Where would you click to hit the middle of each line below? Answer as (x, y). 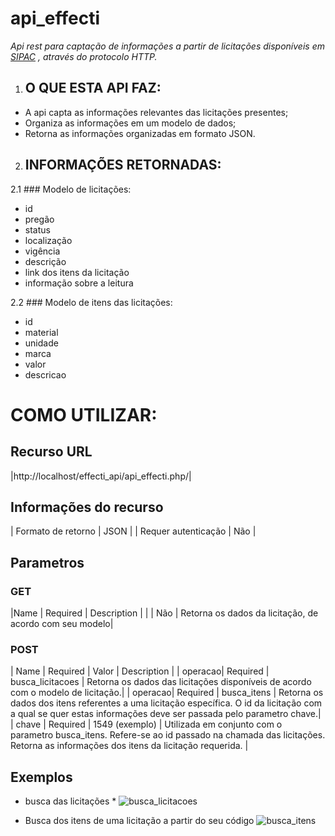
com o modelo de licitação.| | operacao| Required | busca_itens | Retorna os (167, 693)
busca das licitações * (70, 801)
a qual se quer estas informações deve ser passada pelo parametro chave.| (166, 714)
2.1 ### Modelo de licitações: (71, 189)
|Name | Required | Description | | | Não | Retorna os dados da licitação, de (164, 613)
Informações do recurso (87, 507)
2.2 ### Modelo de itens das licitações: (91, 302)
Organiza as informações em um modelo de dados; (130, 123)
